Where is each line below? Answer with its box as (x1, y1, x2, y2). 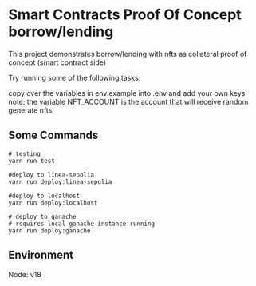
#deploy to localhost (8, 192, 81, 200)
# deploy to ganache (8, 213, 77, 220)
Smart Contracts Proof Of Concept (8, 6, 242, 24)
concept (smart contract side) (8, 58, 106, 67)
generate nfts (8, 105, 53, 115)
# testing (8, 149, 41, 157)
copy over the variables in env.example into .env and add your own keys (8, 88, 246, 97)
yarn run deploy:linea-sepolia (8, 177, 112, 185)
